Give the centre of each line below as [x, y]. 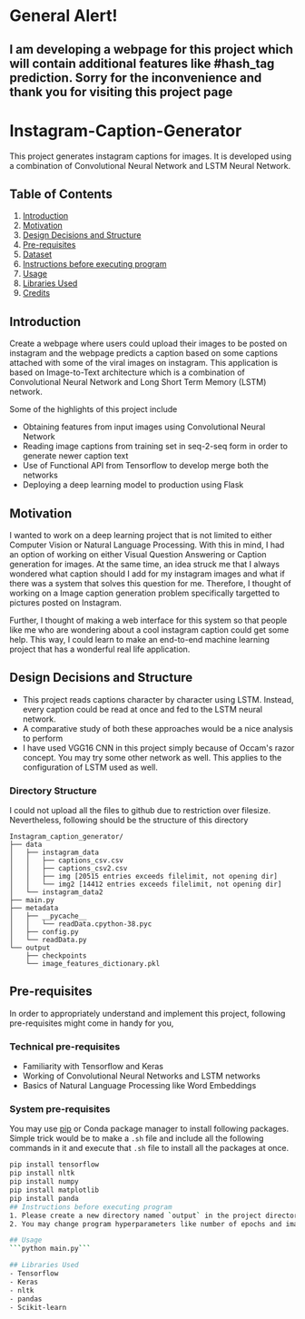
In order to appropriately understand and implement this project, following [148, 1013]
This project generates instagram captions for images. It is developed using [151, 156]
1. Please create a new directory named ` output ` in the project [135, 1216]
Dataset [37, 254]
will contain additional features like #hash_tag [142, 63]
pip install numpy [44, 1182]
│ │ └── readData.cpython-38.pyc [81, 924]
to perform [43, 738]
